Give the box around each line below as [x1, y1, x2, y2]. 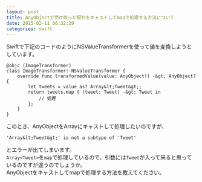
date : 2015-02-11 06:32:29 [6, 20, 74, 26]
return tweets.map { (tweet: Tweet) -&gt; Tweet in [28, 89, 161, 96]
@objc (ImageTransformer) [6, 63, 71, 69]
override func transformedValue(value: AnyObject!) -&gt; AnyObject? [17, 73, 197, 79]
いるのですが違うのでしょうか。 [6, 161, 86, 169]
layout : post [6, 8, 39, 15]
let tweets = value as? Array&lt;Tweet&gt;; [28, 84, 142, 90]
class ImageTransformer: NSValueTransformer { [6, 68, 126, 74]
